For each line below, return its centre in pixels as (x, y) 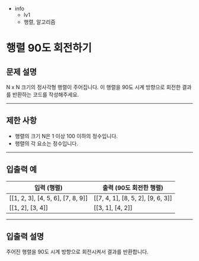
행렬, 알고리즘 (39, 22)
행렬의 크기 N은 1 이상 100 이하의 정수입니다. (66, 136)
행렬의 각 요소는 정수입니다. (46, 143)
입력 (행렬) (49, 187)
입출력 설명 (25, 237)
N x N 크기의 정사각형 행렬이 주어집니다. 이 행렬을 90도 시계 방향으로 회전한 (94, 87)
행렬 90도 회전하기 (49, 48)
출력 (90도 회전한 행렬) (133, 187)
